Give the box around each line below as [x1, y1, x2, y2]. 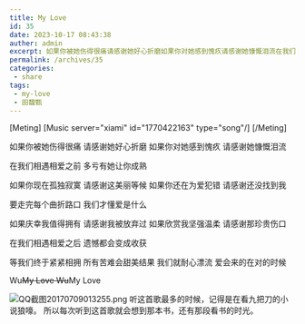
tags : [9, 81, 30, 90]
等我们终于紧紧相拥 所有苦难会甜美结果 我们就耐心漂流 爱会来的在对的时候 [9, 257, 287, 268]
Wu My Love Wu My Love [9, 275, 102, 286]
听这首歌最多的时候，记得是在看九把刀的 [129, 294, 281, 305]
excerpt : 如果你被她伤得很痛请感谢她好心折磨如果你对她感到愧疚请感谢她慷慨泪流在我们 [9, 47, 297, 56]
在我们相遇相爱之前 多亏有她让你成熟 [9, 161, 147, 172]
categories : [9, 64, 54, 74]
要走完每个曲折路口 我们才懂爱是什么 [9, 199, 147, 210]
